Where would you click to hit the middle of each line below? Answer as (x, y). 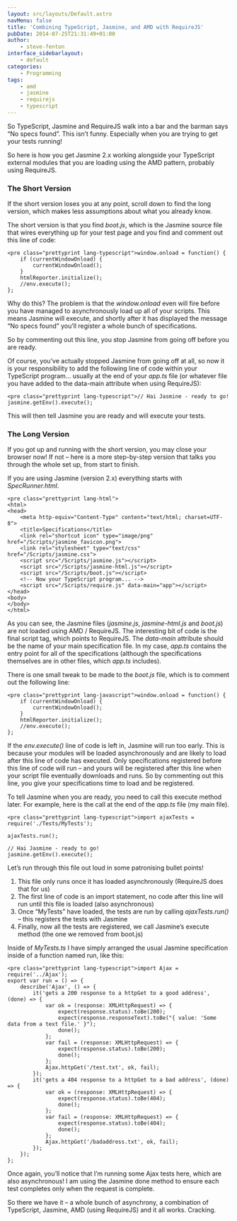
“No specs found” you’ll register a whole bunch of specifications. (102, 326)
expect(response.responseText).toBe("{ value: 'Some (137, 1018)
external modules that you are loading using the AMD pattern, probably (111, 162)
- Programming (41, 73)
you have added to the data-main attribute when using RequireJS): (104, 384)
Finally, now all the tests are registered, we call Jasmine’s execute (113, 927)
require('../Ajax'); (38, 975)
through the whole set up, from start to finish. (74, 465)
